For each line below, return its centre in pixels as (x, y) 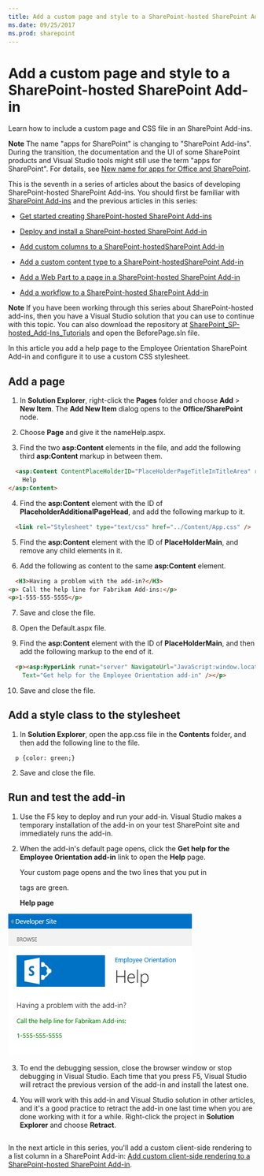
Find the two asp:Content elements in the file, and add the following (130, 448)
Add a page (37, 381)
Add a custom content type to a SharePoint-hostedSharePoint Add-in (131, 262)
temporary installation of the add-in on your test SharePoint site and (129, 824)
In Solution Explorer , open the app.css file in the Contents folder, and (133, 734)
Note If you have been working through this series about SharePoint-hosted (131, 308)
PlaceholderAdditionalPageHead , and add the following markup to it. (132, 512)
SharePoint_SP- (215, 325)
